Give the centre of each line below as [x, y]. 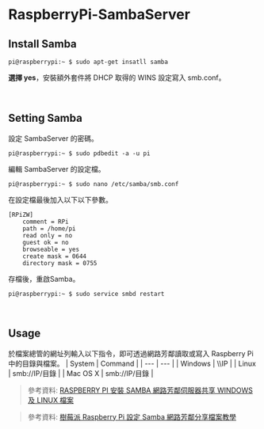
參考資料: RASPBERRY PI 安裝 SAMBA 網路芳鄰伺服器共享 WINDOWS [140, 390]
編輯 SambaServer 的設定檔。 [57, 169]
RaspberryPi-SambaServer [99, 15]
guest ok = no [46, 242]
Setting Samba [46, 118]
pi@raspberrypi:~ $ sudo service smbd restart [86, 294]
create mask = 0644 [55, 256]
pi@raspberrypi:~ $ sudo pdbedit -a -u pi [79, 153]
